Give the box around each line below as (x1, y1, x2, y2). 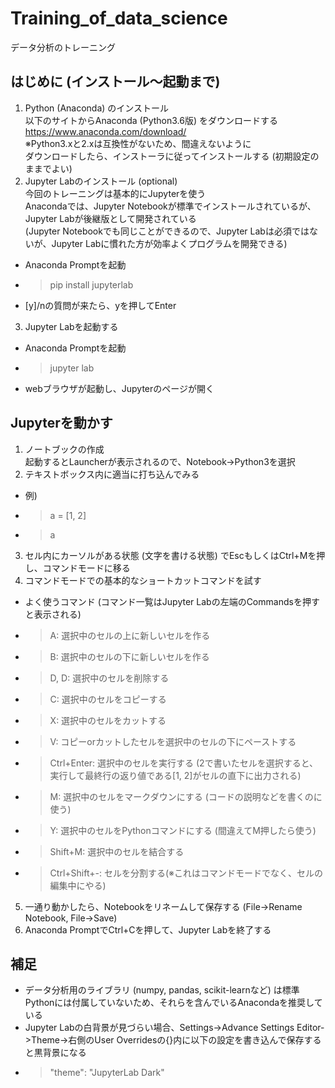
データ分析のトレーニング (10, 41, 116, 53)
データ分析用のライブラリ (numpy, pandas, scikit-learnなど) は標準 (24, 984, 300, 996)
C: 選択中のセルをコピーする (49, 693, 167, 705)
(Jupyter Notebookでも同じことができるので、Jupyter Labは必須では (24, 225, 310, 237)
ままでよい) (24, 162, 73, 174)
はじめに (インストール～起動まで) (10, 73, 221, 91)
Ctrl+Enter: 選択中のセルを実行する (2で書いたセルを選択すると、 (49, 757, 319, 769)
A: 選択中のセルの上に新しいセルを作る (49, 629, 211, 641)
